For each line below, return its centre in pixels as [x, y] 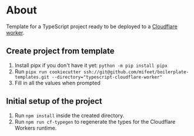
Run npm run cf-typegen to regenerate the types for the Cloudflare [95, 121]
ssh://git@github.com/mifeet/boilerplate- [136, 72]
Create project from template [60, 51]
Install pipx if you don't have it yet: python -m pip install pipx [91, 65]
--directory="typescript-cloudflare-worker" [107, 77]
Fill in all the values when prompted [58, 83]
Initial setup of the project [54, 101]
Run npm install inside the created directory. [69, 115]
